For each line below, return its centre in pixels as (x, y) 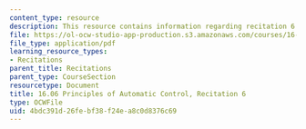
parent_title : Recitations (61, 69)
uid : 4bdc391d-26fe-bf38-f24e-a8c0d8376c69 (93, 111)
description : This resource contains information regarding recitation (148, 26)
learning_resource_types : (58, 52)
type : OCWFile (36, 102)
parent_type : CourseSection (63, 77)
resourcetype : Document (55, 85)
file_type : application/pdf (63, 43)
